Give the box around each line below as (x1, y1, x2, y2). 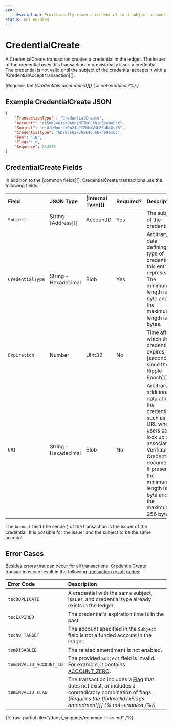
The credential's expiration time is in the (68, 610, 164, 617)
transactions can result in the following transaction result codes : (5, 568, 141, 575)
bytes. (146, 320, 162, 327)
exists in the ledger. (68, 602, 115, 609)
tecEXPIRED (8, 614, 34, 620)
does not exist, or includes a (68, 682, 136, 689)
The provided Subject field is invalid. (68, 655, 156, 662)
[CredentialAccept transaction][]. (5, 72, 75, 79)
